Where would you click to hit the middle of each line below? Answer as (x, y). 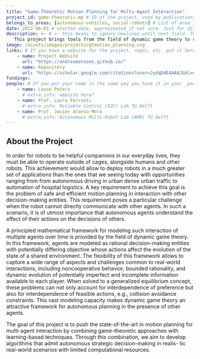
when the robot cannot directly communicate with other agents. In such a (96, 206)
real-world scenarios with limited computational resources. (78, 350)
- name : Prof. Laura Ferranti (54, 100)
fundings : (18, 78)
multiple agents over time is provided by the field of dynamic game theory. (97, 237)
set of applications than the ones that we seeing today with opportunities (96, 175)
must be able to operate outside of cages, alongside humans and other (93, 162)
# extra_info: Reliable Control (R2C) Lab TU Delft (87, 106)
